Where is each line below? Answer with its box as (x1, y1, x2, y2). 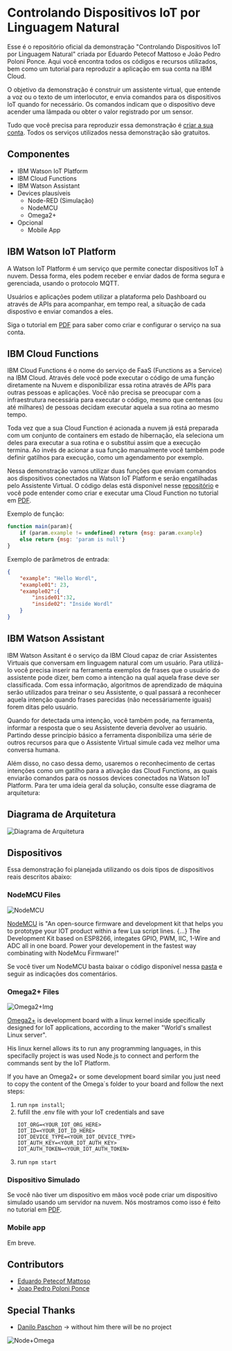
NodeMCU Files (7, 890, 61, 900)
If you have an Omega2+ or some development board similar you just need (7, 1072, 220, 1081)
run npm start (17, 1158, 57, 1166)
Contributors (7, 1258, 64, 1270)
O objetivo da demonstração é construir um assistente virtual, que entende (7, 85, 221, 94)
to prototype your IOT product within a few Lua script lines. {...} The (7, 927, 201, 935)
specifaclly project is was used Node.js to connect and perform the (7, 1052, 199, 1060)
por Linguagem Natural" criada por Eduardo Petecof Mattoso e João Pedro (7, 50, 221, 58)
